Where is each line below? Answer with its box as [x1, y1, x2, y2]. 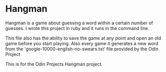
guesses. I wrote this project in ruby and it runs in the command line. [5, 25, 150, 31]
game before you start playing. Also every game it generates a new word [5, 40, 158, 46]
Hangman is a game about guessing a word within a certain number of [5, 20, 153, 26]
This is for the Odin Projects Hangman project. [5, 61, 103, 67]
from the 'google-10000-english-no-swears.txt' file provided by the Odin [5, 46, 159, 52]
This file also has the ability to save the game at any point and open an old [5, 35, 161, 41]
